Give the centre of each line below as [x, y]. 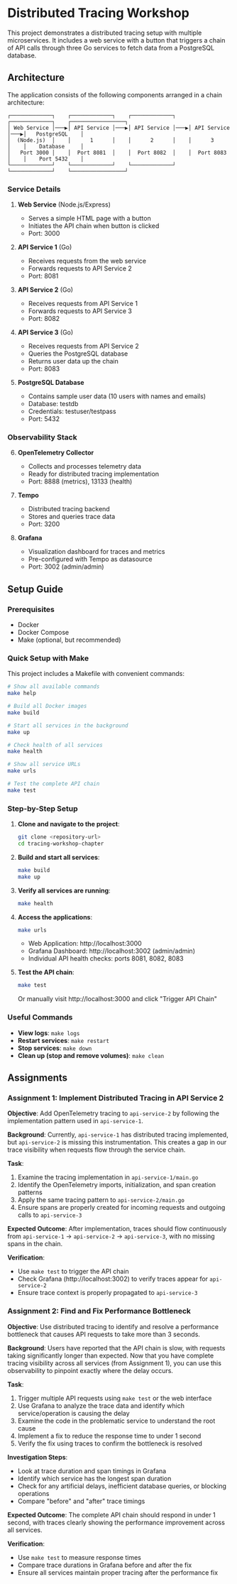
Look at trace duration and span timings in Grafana [92, 1470]
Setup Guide [35, 589]
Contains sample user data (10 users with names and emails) [117, 396]
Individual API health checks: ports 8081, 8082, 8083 [106, 958]
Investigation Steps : [38, 1457]
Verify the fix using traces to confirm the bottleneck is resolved [110, 1443]
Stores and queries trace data [72, 517]
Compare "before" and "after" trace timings [81, 1501]
